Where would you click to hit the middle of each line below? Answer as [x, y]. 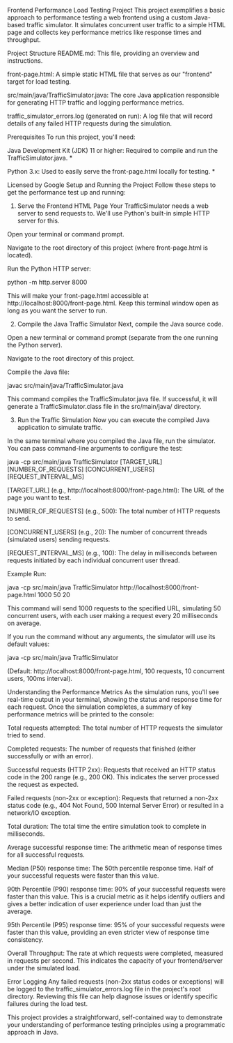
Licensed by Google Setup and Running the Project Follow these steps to [112, 185]
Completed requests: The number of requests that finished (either [102, 749]
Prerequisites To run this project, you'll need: [71, 137]
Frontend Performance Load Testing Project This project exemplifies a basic [116, 10]
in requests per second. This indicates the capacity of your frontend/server [115, 961]
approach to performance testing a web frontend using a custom [100, 17]
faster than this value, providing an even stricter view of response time [109, 932]
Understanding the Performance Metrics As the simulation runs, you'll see [113, 692]
